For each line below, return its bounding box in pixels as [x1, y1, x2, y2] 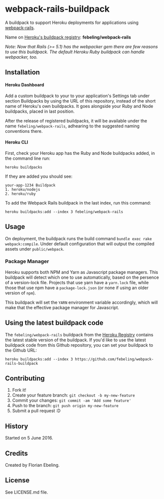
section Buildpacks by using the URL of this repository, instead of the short [5, 98, 156, 104]
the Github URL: [5, 347, 37, 353]
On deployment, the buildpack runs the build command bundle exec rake [5, 235, 152, 241]
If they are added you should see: [5, 173, 73, 179]
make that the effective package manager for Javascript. [5, 304, 120, 311]
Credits [5, 449, 28, 457]
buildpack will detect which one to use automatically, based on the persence [5, 274, 159, 280]
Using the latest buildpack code [5, 319, 103, 327]
